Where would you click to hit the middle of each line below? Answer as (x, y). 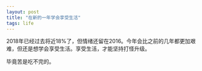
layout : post (23, 12)
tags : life (20, 23)
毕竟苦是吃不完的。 (30, 62)
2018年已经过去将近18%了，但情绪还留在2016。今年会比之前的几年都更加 (98, 41)
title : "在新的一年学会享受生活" (44, 18)
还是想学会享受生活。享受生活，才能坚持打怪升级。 (86, 49)
